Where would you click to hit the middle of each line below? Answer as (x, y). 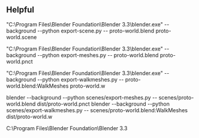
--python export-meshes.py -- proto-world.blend (98, 55)
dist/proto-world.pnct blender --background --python (103, 104)
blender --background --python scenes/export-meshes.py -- (82, 97)
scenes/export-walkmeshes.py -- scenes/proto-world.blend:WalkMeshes (97, 110)
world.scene (22, 37)
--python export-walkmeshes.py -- (81, 79)
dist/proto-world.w (29, 116)
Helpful (20, 10)
